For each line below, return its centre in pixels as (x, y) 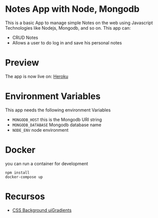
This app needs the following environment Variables (58, 110)
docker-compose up (24, 177)
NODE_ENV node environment (40, 130)
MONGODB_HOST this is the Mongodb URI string (57, 119)
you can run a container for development (47, 163)
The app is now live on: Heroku (37, 76)
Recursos (25, 196)
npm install (17, 173)
